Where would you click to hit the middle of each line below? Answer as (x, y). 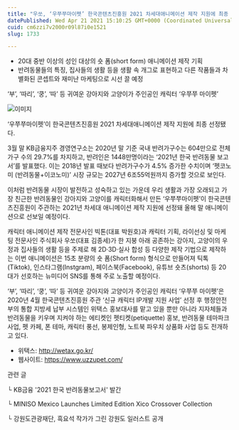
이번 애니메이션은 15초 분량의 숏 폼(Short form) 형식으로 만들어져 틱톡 (112, 258)
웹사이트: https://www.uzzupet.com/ (70, 360)
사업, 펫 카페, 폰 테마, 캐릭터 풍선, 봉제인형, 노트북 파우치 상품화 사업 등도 (108, 327)
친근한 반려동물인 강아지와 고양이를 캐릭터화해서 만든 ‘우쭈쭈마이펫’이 (111, 199)
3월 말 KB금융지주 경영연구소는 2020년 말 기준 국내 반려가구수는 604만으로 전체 (119, 148)
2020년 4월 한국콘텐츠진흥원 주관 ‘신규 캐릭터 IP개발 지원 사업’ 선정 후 (105, 300)
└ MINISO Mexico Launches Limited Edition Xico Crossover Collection (110, 404)
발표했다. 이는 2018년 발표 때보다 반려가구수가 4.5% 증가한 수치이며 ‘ (118, 166)
